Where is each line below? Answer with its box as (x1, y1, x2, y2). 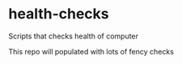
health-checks (8, 5, 109, 23)
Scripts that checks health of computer (8, 31, 139, 41)
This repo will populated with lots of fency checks (8, 46, 174, 56)
